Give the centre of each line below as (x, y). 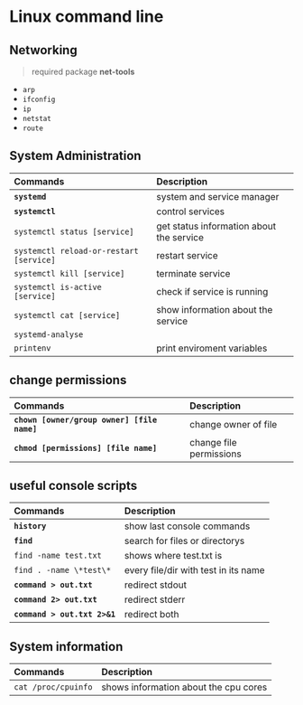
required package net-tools (83, 71)
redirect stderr (155, 600)
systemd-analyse (49, 334)
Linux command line (87, 17)
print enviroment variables (212, 348)
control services (191, 211)
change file (213, 442)
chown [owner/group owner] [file (86, 419)
